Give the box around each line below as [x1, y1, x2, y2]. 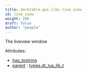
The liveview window [5, 38, 47, 44]
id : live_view [5, 12, 34, 17]
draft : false [5, 20, 32, 26]
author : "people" [5, 25, 41, 30]
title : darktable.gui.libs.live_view [5, 7, 82, 12]
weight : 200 [5, 16, 29, 21]
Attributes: [5, 48, 26, 54]
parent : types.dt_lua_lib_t [12, 63, 65, 69]
